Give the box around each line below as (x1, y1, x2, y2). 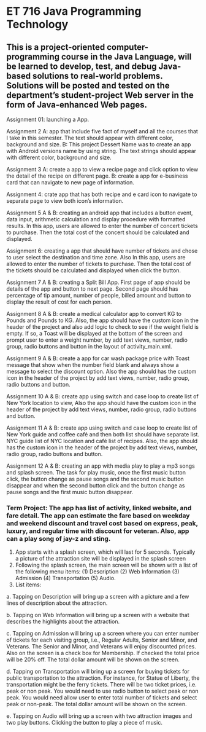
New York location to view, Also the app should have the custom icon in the (6, 399, 197, 406)
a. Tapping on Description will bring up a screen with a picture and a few (6, 593, 189, 600)
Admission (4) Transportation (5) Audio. (15, 575, 116, 582)
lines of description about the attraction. (6, 599, 108, 607)
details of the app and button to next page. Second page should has (6, 285, 178, 293)
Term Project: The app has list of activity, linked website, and (6, 503, 192, 512)
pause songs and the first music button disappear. (6, 489, 134, 495)
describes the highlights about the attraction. (6, 618, 120, 625)
